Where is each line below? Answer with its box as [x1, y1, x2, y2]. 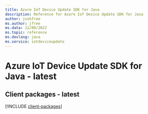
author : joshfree [5, 16, 41, 21]
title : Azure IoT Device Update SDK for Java [5, 7, 99, 12]
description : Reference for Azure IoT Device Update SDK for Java [5, 12, 144, 17]
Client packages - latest [5, 90, 80, 99]
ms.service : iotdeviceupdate [5, 39, 65, 44]
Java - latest [5, 71, 57, 82]
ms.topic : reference [5, 30, 48, 35]
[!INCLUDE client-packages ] [5, 103, 62, 109]
